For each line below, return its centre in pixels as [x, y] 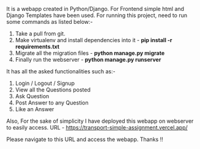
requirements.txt [37, 46]
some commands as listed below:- [50, 22]
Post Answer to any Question [52, 103]
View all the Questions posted [53, 90]
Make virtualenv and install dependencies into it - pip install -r [94, 40]
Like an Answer [35, 109]
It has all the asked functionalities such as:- [61, 71]
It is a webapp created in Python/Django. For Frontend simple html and [95, 9]
